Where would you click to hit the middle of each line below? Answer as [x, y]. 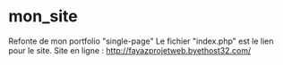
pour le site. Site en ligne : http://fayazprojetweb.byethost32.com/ [130, 50]
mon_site [43, 16]
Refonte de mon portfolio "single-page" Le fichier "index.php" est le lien [141, 41]
